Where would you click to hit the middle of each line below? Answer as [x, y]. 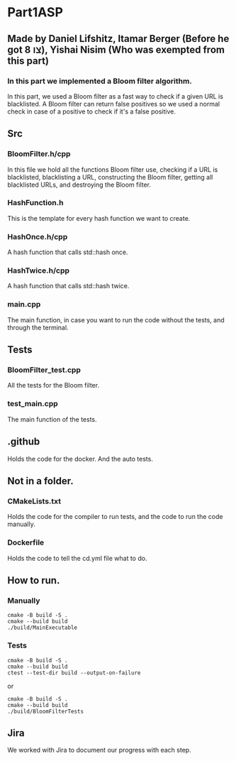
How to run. [34, 580]
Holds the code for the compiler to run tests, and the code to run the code [115, 517]
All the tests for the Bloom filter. [54, 385]
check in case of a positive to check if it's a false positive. [91, 111]
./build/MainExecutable [43, 628]
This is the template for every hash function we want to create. [99, 218]
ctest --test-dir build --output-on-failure [74, 673]
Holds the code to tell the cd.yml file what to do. [77, 558]
